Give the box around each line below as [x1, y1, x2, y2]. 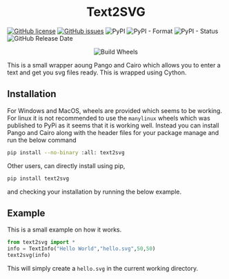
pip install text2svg [7, 175, 70, 182]
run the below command [7, 136, 77, 144]
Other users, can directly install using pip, [7, 161, 126, 169]
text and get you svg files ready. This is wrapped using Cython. [7, 68, 187, 76]
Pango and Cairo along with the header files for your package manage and [7, 128, 219, 136]
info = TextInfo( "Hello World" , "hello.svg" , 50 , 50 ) [7, 245, 156, 252]
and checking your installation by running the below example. [7, 187, 181, 196]
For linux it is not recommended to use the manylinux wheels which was [7, 114, 210, 122]
